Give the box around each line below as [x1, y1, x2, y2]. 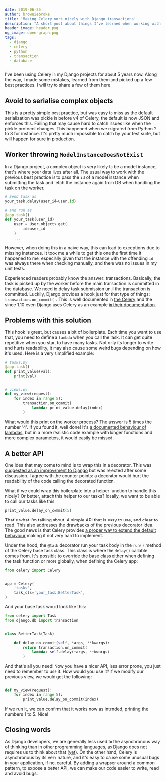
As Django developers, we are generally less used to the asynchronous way [5, 738, 160, 744]
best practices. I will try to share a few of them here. [5, 82, 111, 88]
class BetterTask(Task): [5, 631, 56, 637]
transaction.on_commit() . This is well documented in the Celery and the [5, 296, 152, 302]
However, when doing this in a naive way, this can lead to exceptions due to [5, 244, 160, 251]
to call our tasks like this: [5, 498, 56, 504]
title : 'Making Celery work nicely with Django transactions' [5, 16, 136, 21]
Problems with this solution [5, 316, 92, 325]
